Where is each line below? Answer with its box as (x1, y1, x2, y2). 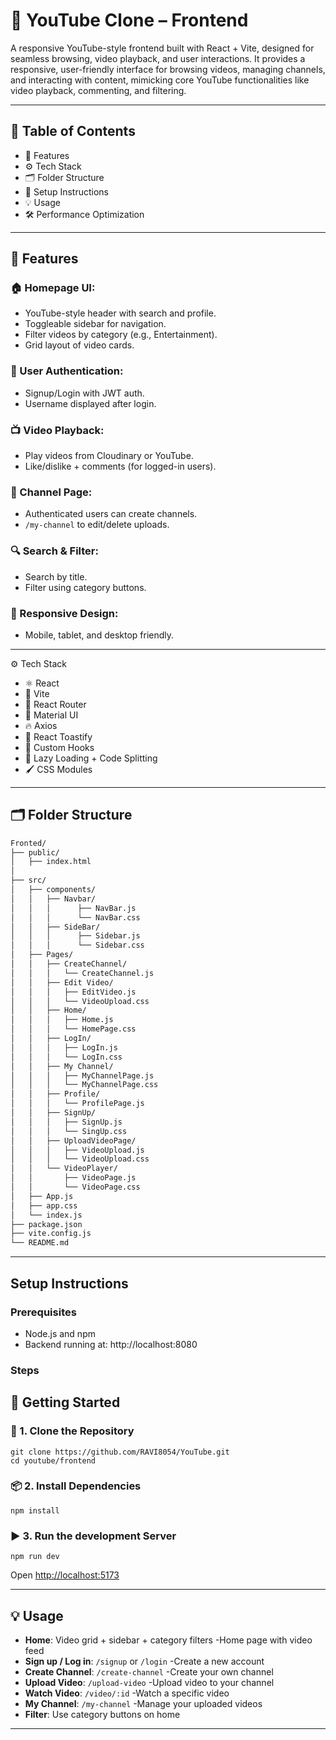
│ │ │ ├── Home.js (10, 1015, 114, 1025)
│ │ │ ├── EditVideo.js (10, 987, 137, 997)
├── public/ (10, 847, 60, 858)
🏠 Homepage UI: (10, 281, 96, 295)
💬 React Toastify (24, 730, 93, 743)
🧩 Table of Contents (10, 123, 136, 140)
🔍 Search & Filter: (10, 544, 99, 558)
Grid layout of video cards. (24, 339, 135, 351)
